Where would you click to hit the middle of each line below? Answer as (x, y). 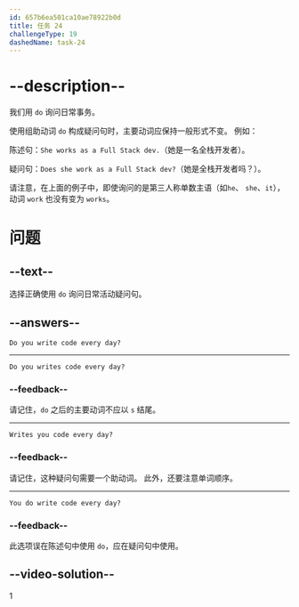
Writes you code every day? (61, 435)
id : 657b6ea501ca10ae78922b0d (65, 17)
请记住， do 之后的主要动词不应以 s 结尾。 (85, 409)
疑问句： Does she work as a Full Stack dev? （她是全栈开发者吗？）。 (137, 169)
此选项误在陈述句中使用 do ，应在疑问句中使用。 (97, 546)
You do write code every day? (65, 503)
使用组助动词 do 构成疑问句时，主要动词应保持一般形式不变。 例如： (133, 131)
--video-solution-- (62, 575)
